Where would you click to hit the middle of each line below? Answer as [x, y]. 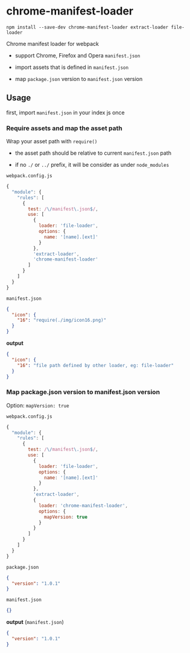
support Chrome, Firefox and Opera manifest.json [78, 55]
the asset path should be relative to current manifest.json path [93, 153]
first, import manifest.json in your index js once [65, 112]
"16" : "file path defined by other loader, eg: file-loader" [95, 365]
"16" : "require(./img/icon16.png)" [62, 320]
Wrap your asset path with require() [52, 141]
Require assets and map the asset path [64, 128]
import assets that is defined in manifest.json [71, 67]
